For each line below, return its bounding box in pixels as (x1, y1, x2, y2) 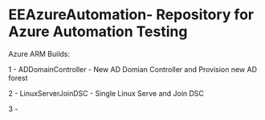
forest (8, 73, 28, 82)
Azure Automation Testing (8, 22, 188, 41)
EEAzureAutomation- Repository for (8, 6, 255, 24)
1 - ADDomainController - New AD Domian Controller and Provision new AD (8, 64, 258, 74)
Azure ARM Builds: (8, 49, 71, 58)
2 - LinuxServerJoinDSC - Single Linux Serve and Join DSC (8, 88, 205, 98)
